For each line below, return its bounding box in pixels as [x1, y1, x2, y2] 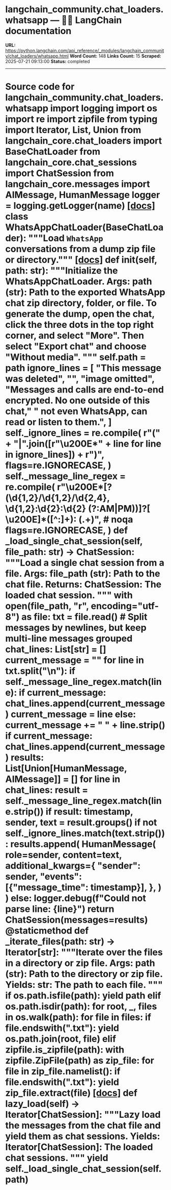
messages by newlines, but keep [5, 622, 147, 633]
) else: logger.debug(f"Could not [5, 893, 146, 904]
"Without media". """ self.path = [5, 351, 146, 363]
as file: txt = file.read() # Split [21, 611, 148, 623]
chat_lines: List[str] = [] [5, 644, 106, 655]
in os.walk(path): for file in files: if [5, 1012, 152, 1023]
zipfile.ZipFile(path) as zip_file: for [5, 1055, 154, 1066]
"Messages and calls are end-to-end [5, 384, 164, 396]
